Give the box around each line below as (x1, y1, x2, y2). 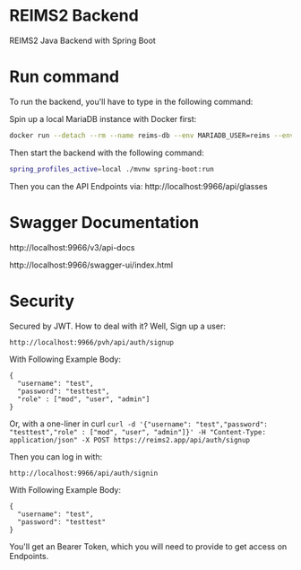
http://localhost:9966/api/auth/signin (9, 469, 159, 478)
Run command (9, 66, 119, 87)
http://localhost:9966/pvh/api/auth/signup (9, 338, 175, 346)
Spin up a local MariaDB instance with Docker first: (9, 113, 197, 124)
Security (9, 291, 74, 311)
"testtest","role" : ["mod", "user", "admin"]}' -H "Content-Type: (9, 427, 267, 436)
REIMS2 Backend (9, 5, 139, 26)
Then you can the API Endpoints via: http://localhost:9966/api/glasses (9, 180, 268, 191)
